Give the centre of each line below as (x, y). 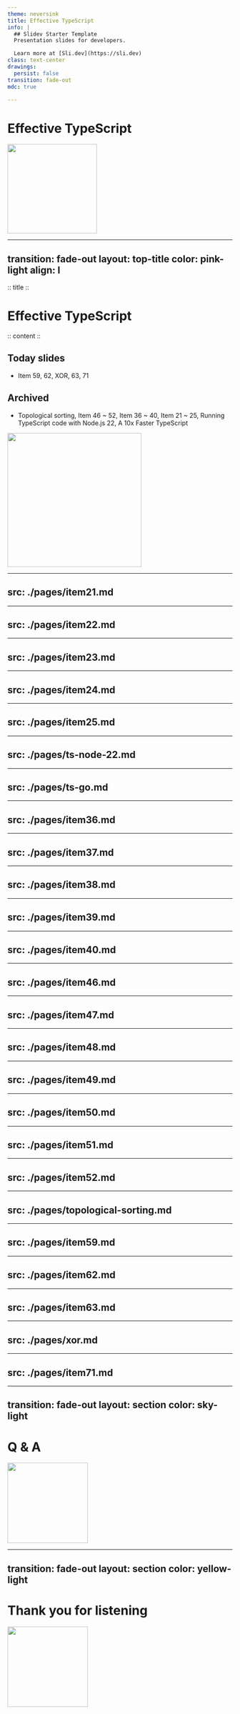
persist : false (36, 73)
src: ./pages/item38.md (61, 885)
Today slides (36, 358)
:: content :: (24, 336)
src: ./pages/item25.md (61, 722)
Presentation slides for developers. (70, 41)
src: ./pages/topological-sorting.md (90, 1210)
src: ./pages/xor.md (52, 1340)
